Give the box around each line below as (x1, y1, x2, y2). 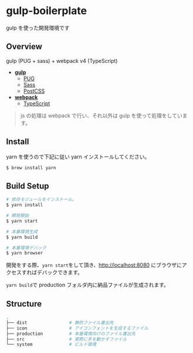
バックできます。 (42, 269, 83, 276)
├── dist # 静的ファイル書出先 (6, 320, 114, 325)
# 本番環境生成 (6, 228, 38, 234)
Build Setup (6, 181, 49, 191)
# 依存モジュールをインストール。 (6, 197, 77, 203)
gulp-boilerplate (6, 4, 87, 18)
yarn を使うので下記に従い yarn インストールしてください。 (6, 153, 150, 160)
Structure (6, 298, 42, 309)
